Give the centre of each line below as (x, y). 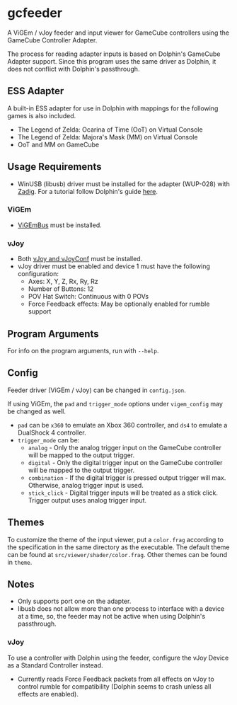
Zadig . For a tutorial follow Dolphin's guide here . (87, 191)
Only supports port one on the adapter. (74, 601)
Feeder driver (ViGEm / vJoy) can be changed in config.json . (97, 390)
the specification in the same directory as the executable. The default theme (118, 547)
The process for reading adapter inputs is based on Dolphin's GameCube (114, 54)
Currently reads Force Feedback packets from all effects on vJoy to (116, 679)
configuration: (38, 274)
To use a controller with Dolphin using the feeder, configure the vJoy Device (118, 658)
